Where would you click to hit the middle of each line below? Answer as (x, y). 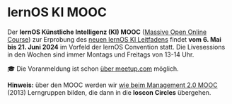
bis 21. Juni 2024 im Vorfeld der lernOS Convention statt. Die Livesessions (116, 47)
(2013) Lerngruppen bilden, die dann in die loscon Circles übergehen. (109, 92)
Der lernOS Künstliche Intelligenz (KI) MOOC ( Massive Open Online (107, 32)
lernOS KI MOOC (57, 12)
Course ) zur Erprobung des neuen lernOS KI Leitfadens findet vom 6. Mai (114, 39)
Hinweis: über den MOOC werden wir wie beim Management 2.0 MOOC (112, 85)
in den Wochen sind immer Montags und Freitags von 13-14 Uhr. (101, 54)
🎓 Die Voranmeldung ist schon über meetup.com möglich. (93, 69)
